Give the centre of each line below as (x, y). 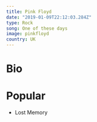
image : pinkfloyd (28, 34)
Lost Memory (31, 112)
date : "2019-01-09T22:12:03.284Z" (49, 17)
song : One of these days (37, 28)
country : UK (21, 39)
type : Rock (20, 23)
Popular (26, 96)
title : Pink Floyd (29, 12)
